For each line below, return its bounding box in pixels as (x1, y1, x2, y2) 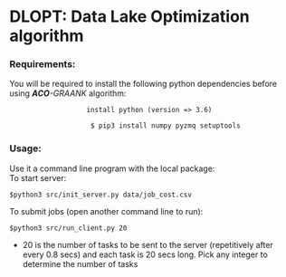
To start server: (9, 172, 67, 183)
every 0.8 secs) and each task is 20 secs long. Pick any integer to (22, 249, 269, 260)
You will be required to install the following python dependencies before (9, 79, 278, 90)
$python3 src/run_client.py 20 (9, 224, 128, 233)
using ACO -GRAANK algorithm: (9, 88, 127, 99)
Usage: (9, 142, 43, 155)
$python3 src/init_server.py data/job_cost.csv (9, 190, 193, 199)
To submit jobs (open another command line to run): (9, 205, 204, 216)
